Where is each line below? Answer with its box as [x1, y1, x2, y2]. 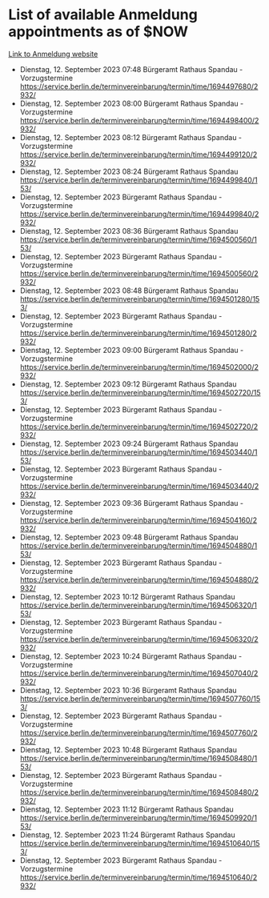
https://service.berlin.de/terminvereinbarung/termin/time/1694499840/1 [19, 174, 258, 185]
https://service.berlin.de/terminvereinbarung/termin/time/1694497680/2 [19, 82, 259, 91]
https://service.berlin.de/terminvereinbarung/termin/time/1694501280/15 [19, 294, 260, 303]
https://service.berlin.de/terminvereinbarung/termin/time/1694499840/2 [19, 209, 259, 218]
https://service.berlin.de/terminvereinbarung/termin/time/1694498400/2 [19, 115, 259, 125]
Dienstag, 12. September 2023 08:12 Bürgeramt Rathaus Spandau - [19, 132, 243, 142]
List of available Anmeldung [8, 6, 198, 24]
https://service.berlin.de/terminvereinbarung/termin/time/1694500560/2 [19, 268, 259, 278]
